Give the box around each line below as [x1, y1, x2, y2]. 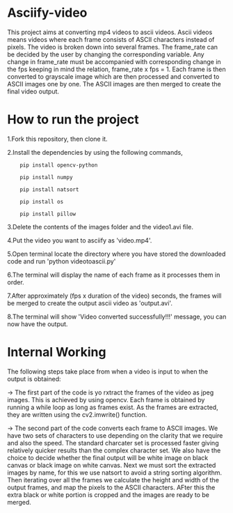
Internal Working [7, 344, 106, 360]
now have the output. [7, 319, 68, 328]
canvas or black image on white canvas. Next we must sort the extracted [7, 461, 216, 469]
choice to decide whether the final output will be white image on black [7, 453, 209, 461]
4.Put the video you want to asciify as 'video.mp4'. [7, 236, 152, 245]
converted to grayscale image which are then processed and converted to [7, 72, 220, 81]
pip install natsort [19, 186, 79, 193]
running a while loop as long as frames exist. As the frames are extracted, [7, 403, 218, 411]
